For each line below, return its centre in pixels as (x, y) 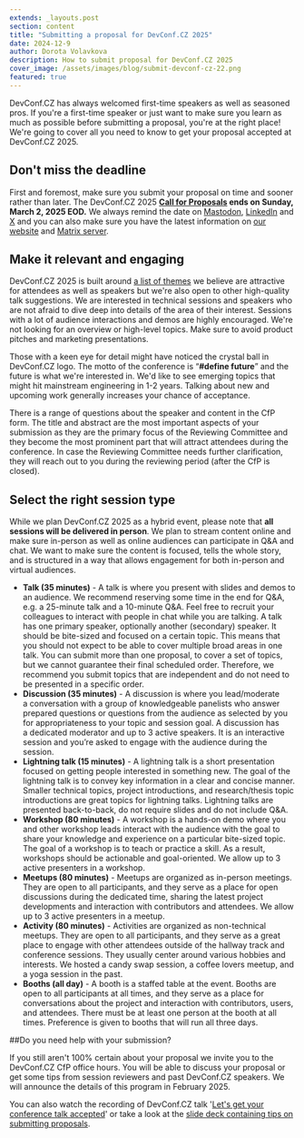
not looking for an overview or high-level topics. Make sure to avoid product (151, 329)
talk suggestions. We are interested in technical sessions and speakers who (151, 300)
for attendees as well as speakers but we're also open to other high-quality (150, 291)
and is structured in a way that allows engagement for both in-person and (147, 560)
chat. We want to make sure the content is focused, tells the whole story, (145, 550)
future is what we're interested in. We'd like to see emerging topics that (142, 376)
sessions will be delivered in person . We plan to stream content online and (151, 531)
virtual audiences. (43, 570)
